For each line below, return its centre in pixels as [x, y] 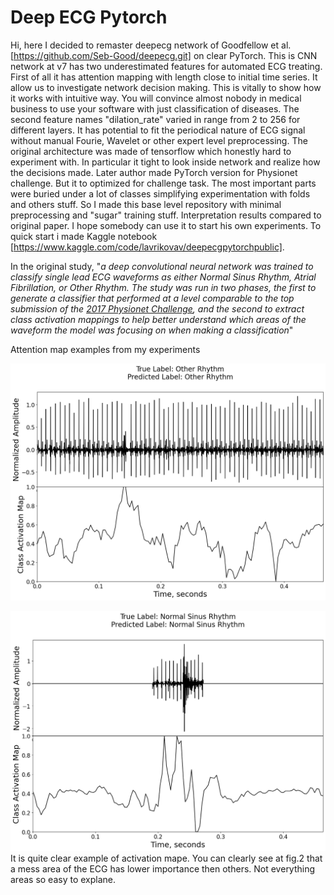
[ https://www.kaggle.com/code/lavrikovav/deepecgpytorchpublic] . [147, 247]
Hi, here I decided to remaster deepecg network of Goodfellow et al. [151, 45]
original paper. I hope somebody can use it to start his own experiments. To [166, 225]
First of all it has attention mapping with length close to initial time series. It [164, 77]
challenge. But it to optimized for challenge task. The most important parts [163, 183]
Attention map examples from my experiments [105, 349]
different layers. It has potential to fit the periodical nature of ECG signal [158, 130]
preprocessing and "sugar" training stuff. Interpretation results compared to [166, 215]
